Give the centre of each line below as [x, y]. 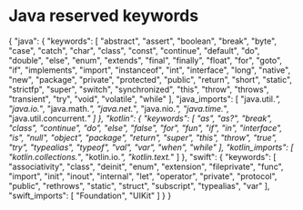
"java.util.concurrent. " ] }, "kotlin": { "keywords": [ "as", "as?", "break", [141, 118]
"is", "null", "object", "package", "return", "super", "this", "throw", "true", [143, 137]
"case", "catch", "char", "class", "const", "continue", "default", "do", [134, 50]
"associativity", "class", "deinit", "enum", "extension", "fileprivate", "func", [146, 166]
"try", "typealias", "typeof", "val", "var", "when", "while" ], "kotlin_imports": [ [151, 147]
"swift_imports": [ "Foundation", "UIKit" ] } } [90, 195]
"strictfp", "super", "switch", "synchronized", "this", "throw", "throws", [139, 89]
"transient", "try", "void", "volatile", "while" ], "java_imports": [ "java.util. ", [145, 99]
